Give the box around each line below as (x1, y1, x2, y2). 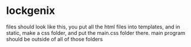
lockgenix (6, 4, 55, 17)
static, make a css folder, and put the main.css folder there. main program (6, 29, 186, 36)
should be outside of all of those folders (6, 35, 103, 42)
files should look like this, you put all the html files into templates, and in (6, 23, 180, 30)
